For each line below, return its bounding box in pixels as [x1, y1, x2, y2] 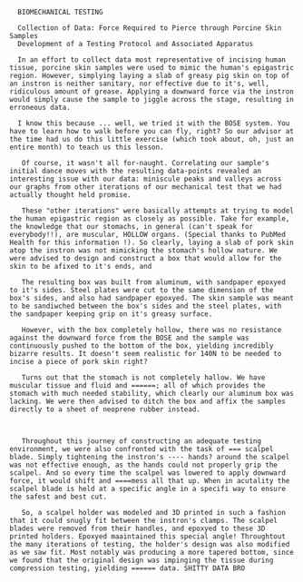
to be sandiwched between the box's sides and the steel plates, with [9, 301, 282, 311]
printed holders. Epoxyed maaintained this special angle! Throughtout [9, 532, 286, 541]
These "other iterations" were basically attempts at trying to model [21, 206, 295, 215]
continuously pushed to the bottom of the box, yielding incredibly [9, 341, 274, 350]
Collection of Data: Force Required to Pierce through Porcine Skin [17, 24, 282, 33]
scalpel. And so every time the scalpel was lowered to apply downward [9, 469, 286, 478]
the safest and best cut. [9, 492, 107, 501]
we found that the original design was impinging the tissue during [9, 556, 274, 565]
